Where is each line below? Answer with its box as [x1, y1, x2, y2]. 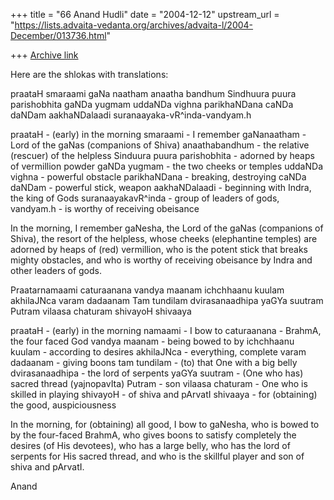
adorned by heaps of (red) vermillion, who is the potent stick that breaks [10, 244, 309, 255]
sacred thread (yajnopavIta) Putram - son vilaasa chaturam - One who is [10, 378, 308, 389]
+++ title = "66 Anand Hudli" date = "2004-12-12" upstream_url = [10, 9, 280, 20]
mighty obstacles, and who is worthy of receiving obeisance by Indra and [10, 254, 313, 266]
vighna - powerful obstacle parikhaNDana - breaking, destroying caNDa [10, 171, 307, 183]
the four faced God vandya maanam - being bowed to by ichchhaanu [10, 335, 295, 347]
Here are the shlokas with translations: [10, 69, 169, 80]
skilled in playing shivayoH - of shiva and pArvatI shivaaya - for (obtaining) [10, 389, 318, 400]
